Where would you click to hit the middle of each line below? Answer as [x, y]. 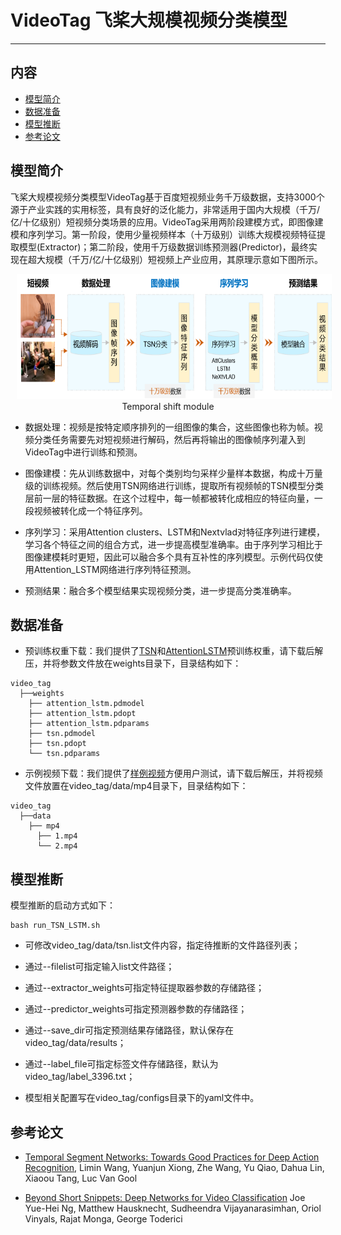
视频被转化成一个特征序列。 [90, 510]
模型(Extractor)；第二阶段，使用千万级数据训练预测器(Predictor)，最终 [163, 247]
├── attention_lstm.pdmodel [86, 704]
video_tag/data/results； [75, 1043]
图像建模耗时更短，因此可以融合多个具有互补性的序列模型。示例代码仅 [169, 557]
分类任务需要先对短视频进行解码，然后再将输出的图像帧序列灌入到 [169, 439]
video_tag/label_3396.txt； [80, 1077]
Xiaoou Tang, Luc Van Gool [81, 1178]
